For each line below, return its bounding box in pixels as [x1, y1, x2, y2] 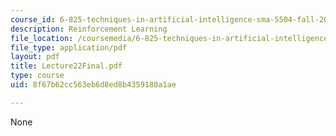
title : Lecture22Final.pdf [10, 61, 123, 71]
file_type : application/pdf [10, 42, 128, 53]
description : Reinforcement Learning [10, 24, 168, 34]
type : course [10, 71, 65, 81]
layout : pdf [10, 52, 60, 62]
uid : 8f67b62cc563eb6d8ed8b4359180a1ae [10, 80, 177, 90]
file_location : [10, 33, 74, 43]
